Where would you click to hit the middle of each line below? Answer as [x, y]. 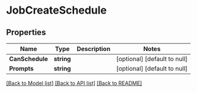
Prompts [21, 69]
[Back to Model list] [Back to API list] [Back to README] [74, 83]
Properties [26, 32]
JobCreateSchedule [56, 10]
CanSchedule [29, 59]
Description [94, 49]
